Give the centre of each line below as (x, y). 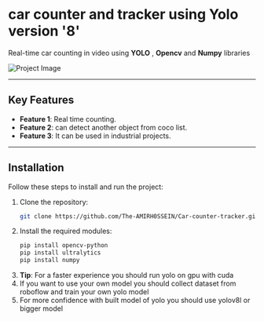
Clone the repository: (54, 202)
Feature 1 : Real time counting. (68, 119)
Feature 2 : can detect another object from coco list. (103, 127)
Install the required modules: (66, 231)
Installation (36, 168)
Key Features (41, 100)
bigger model (41, 308)
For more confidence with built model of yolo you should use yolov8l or (135, 301)
